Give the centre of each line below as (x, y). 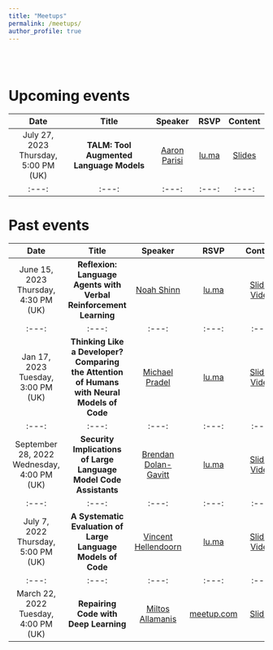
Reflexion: (97, 265)
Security (97, 440)
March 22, (37, 594)
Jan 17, (36, 357)
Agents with (97, 285)
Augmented (109, 155)
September (37, 444)
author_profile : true (45, 31)
